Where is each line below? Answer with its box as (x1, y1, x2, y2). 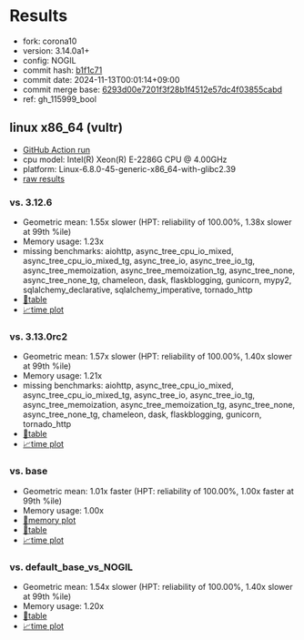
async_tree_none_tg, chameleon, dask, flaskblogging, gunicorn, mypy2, (22, 275, 292, 286)
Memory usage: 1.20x (22, 600, 105, 611)
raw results (22, 173, 66, 184)
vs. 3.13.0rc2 (9, 330, 68, 342)
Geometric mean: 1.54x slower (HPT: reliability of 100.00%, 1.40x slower (22, 581, 293, 592)
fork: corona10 (22, 36, 77, 46)
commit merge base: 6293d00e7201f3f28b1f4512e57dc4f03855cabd (22, 84, 283, 95)
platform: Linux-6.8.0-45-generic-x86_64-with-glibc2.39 (22, 163, 237, 174)
